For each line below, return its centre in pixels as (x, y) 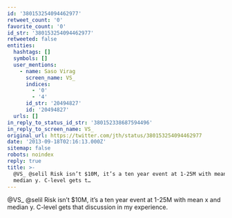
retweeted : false (32, 39)
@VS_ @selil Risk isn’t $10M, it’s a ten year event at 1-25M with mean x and (114, 200)
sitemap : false (29, 148)
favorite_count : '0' (37, 26)
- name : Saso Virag (48, 71)
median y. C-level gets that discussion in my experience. (87, 207)
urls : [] (26, 116)
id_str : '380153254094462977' (51, 33)
